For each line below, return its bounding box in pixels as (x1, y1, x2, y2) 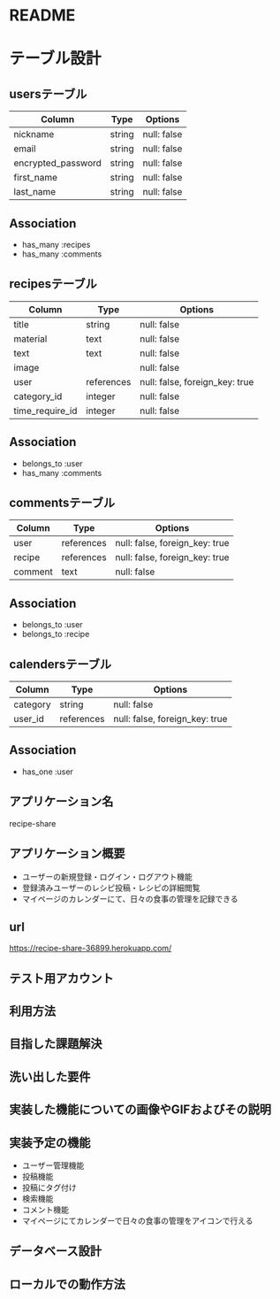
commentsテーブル (9, 496, 116, 511)
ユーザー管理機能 (21, 1160, 85, 1171)
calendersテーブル (9, 657, 112, 672)
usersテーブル (9, 86, 87, 102)
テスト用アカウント (9, 971, 114, 986)
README (9, 5, 76, 26)
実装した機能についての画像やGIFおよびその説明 (9, 1103, 272, 1118)
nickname (13, 128, 55, 141)
